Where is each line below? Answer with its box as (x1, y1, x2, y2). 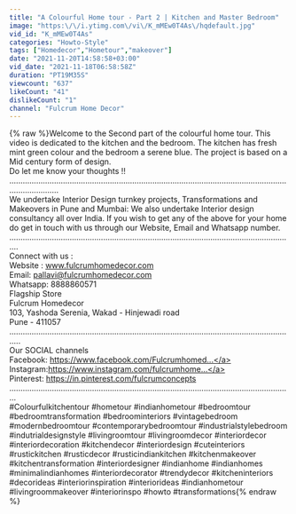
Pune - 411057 (9, 317, 62, 328)
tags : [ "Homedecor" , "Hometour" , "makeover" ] (9, 46, 173, 55)
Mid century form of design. (9, 156, 112, 167)
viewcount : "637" (9, 79, 74, 88)
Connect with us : (9, 250, 74, 262)
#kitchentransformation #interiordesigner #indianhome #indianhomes (9, 458, 263, 469)
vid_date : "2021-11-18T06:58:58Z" (9, 63, 137, 72)
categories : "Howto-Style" (9, 37, 109, 47)
